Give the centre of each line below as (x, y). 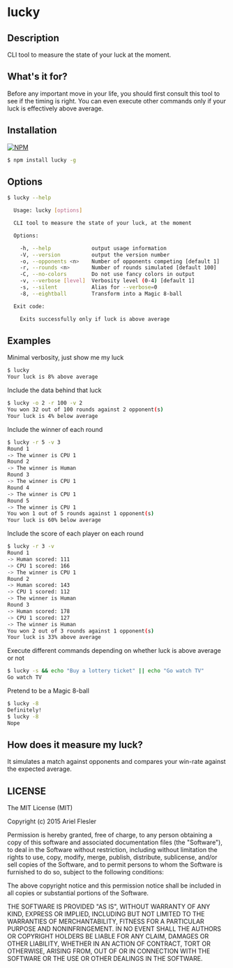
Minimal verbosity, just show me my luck (66, 358)
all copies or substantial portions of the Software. (78, 893)
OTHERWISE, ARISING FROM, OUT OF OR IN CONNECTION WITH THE (109, 951)
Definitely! (24, 710)
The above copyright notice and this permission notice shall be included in (114, 886)
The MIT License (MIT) (40, 808)
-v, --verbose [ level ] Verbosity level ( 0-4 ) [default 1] (107, 281)
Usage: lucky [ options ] (48, 210)
